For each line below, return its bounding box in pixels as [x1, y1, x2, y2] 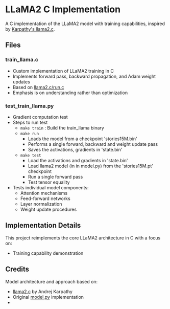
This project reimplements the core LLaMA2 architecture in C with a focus [5, 234, 161, 241]
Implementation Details [5, 221, 81, 230]
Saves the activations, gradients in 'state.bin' [28, 146, 123, 152]
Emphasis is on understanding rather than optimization [12, 90, 128, 96]
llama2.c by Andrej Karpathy [12, 288, 73, 295]
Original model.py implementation [12, 294, 84, 300]
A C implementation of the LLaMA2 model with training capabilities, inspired [5, 20, 165, 27]
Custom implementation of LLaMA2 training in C [12, 68, 114, 74]
